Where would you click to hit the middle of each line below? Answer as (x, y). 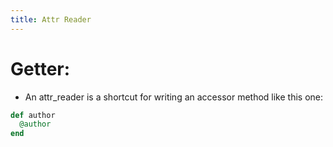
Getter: (40, 68)
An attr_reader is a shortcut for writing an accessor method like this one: (174, 97)
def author (33, 115)
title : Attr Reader (51, 19)
